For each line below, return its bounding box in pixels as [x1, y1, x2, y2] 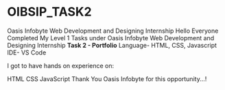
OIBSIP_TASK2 [7, 4, 92, 20]
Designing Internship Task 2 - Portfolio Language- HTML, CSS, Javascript [7, 41, 217, 49]
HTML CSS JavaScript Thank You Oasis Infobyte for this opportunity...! [7, 74, 207, 82]
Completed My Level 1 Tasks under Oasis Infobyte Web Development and [7, 33, 215, 42]
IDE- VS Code [7, 48, 47, 57]
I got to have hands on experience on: [7, 61, 115, 70]
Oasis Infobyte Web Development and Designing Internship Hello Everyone [7, 27, 219, 35]
